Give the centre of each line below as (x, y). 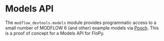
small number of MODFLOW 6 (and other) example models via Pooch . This (82, 27)
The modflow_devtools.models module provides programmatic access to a (81, 22)
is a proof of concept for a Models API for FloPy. (55, 33)
